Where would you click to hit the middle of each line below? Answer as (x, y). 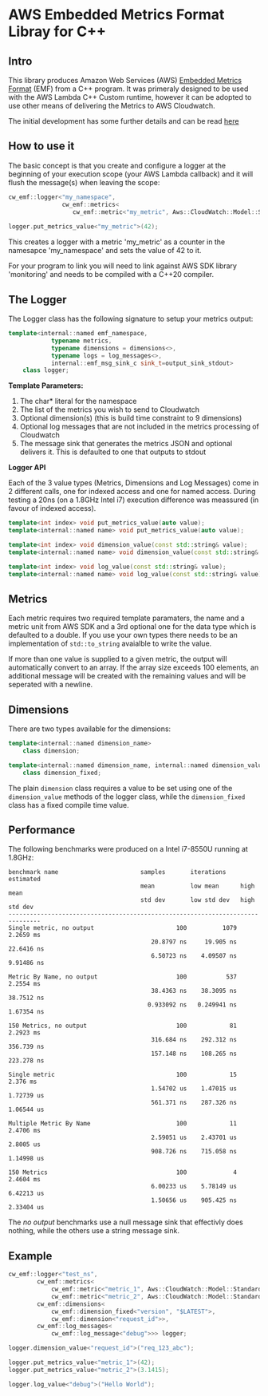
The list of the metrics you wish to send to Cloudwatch (109, 409)
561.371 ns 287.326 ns (194, 1103)
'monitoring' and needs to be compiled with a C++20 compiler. (111, 275)
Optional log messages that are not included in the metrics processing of (139, 427)
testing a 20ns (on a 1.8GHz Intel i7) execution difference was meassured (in (134, 500)
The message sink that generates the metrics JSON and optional (126, 444)
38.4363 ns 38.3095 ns (194, 991)
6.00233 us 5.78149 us (194, 1187)
